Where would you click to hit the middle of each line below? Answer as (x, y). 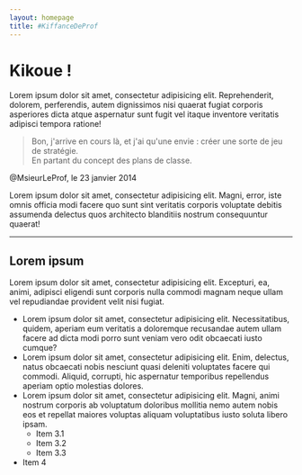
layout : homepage (42, 18)
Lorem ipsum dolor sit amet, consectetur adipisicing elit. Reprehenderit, (142, 95)
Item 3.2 (51, 444)
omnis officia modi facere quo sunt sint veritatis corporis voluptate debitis (146, 205)
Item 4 (34, 462)
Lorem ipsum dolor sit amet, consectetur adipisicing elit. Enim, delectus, (155, 357)
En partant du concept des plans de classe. (111, 161)
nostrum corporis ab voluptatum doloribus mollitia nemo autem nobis (150, 405)
